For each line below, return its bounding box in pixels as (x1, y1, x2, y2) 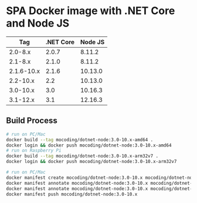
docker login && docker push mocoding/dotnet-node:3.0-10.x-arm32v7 (6, 159, 177, 165)
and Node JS (6, 16, 70, 30)
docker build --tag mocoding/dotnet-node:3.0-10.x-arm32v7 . (6, 153, 159, 159)
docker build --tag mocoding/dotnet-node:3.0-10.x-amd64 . (6, 137, 154, 142)
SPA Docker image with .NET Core (6, 4, 175, 18)
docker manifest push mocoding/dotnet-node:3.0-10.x (6, 191, 138, 197)
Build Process (6, 116, 57, 126)
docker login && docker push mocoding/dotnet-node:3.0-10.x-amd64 (6, 142, 172, 148)
